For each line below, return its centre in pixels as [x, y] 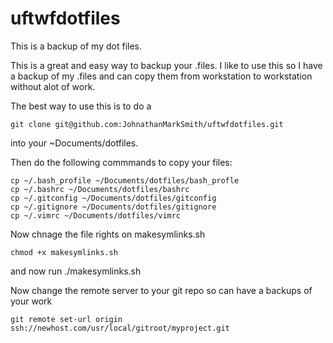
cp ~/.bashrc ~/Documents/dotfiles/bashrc [100, 189]
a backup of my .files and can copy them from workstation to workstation [161, 76]
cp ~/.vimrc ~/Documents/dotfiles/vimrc [96, 215]
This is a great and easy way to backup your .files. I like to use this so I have [166, 65]
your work [31, 301]
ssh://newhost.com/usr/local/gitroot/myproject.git [120, 328]
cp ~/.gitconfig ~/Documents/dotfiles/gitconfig [113, 198]
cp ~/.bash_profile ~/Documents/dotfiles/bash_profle [125, 180]
